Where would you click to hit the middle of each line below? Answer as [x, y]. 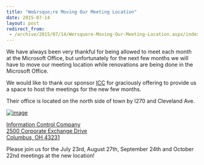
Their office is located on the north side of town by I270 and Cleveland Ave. [101, 101]
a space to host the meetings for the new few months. [74, 89]
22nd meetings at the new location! [50, 156]
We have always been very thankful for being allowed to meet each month [99, 52]
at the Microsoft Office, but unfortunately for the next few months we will [97, 58]
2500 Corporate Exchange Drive [47, 131]
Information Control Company [43, 124]
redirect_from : [25, 29]
